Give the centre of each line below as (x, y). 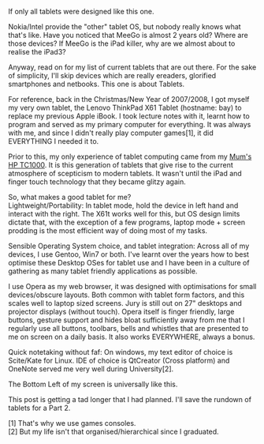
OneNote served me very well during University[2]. (91, 369)
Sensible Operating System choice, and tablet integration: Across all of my (129, 246)
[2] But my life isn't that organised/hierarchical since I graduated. (113, 431)
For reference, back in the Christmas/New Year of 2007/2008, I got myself (129, 99)
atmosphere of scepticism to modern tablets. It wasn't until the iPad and (125, 173)
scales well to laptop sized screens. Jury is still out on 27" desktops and (125, 303)
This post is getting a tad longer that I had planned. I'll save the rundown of (130, 399)
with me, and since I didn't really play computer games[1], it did (111, 133)
